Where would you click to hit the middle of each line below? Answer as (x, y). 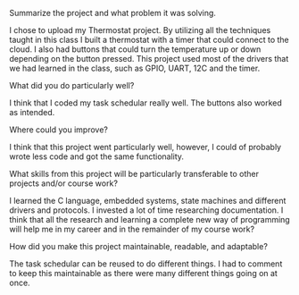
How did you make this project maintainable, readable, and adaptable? (138, 246)
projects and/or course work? (64, 183)
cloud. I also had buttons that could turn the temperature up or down (135, 49)
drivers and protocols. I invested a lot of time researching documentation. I (146, 210)
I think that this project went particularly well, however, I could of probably (145, 147)
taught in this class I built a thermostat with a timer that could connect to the (149, 40)
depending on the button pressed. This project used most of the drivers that (149, 59)
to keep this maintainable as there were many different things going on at (144, 273)
